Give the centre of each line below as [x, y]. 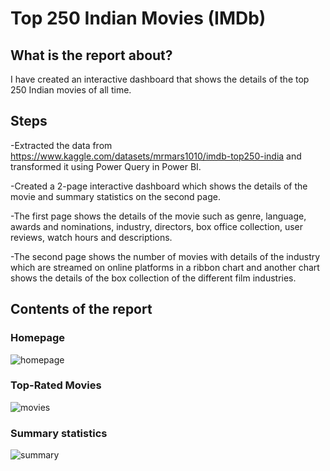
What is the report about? [91, 55]
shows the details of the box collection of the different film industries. [153, 278]
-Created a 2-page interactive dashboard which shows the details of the [159, 186]
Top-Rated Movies [56, 385]
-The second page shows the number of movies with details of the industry [165, 256]
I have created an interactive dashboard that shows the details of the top [160, 79]
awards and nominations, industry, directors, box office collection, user [157, 226]
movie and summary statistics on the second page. [115, 196]
